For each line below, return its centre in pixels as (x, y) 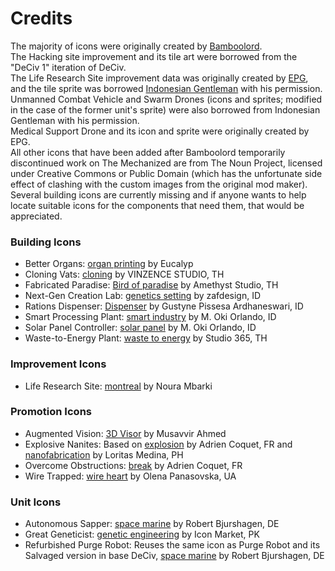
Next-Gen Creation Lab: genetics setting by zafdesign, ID (143, 296)
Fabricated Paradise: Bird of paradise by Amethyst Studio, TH (151, 285)
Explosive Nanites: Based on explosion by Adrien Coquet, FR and (158, 444)
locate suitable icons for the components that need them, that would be (157, 205)
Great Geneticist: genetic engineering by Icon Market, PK (142, 534)
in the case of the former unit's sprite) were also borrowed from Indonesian (165, 109)
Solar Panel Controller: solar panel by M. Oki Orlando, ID (140, 328)
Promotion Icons (51, 412)
